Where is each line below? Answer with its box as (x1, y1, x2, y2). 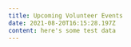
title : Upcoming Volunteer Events (8, 11, 124, 20)
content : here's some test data (8, 26, 116, 34)
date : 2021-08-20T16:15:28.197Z (8, 19, 116, 27)
